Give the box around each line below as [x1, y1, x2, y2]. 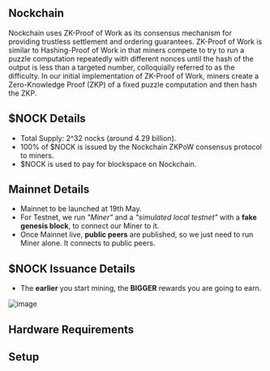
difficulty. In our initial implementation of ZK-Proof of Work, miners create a [8, 70, 259, 80]
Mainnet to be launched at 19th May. [19, 204, 142, 214]
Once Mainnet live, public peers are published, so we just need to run [19, 230, 254, 240]
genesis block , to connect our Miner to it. [19, 221, 160, 231]
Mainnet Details [8, 182, 90, 197]
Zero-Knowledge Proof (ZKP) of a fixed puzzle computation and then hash [8, 79, 258, 89]
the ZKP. [8, 88, 37, 98]
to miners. [19, 150, 54, 160]
